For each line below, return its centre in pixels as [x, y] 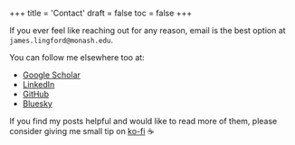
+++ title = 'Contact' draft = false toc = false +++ [101, 13]
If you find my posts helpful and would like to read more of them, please [143, 121]
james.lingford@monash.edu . [62, 40]
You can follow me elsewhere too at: [77, 57]
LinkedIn [38, 84]
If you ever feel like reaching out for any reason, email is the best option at [148, 30]
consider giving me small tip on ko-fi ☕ [82, 131]
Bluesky [37, 104]
